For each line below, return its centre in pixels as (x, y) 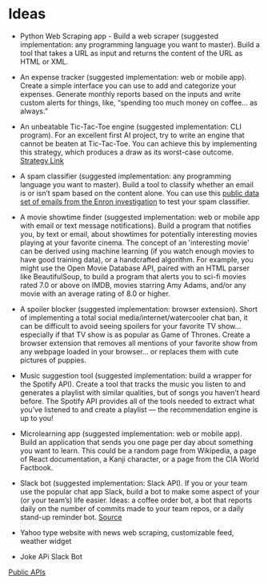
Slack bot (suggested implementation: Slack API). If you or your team (134, 483)
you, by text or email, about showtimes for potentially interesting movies (138, 234)
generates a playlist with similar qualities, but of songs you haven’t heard (140, 392)
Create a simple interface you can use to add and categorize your (128, 86)
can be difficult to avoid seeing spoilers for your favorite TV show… (130, 326)
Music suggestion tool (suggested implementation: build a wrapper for (136, 375)
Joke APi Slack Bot (51, 556)
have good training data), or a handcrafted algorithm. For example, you (136, 259)
